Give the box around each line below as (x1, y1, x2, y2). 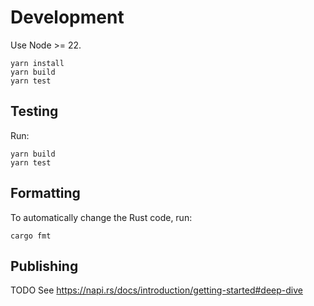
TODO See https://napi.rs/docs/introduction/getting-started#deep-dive (10, 284, 303, 296)
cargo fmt (10, 231, 52, 241)
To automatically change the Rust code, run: (10, 211, 193, 223)
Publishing (10, 257, 79, 275)
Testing (10, 103, 59, 120)
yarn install (10, 58, 65, 68)
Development (10, 6, 125, 29)
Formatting (10, 185, 81, 202)
